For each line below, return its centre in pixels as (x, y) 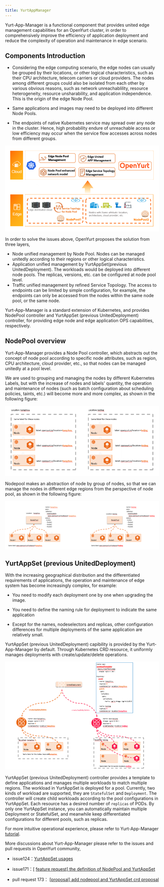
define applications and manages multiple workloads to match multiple (76, 783)
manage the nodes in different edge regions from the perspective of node (79, 489)
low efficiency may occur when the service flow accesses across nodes (84, 133)
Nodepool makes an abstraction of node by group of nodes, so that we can (81, 484)
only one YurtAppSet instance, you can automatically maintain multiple (76, 809)
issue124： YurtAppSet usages (42, 859)
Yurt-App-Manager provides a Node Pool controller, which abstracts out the (81, 353)
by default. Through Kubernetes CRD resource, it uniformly (93, 650)
